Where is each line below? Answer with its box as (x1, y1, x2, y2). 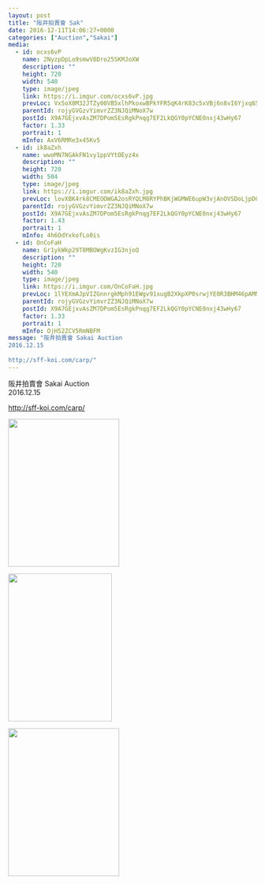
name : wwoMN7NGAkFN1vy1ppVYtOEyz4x (22, 151, 140, 159)
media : (8, 41, 30, 49)
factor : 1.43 (22, 217, 65, 225)
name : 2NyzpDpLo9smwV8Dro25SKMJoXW (22, 56, 140, 64)
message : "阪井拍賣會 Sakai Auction (8, 334, 123, 342)
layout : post (8, 11, 51, 20)
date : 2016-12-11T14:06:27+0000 (8, 26, 114, 34)
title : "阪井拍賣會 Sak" (8, 19, 84, 27)
